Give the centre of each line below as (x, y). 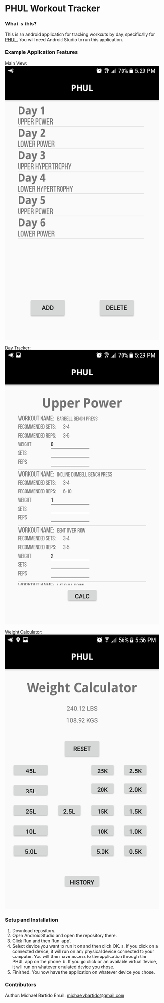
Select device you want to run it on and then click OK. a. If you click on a (85, 946)
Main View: (16, 63)
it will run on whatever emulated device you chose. (63, 967)
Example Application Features (41, 52)
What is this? (21, 24)
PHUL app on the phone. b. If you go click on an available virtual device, (84, 962)
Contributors (21, 985)
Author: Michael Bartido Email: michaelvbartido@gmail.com (65, 995)
